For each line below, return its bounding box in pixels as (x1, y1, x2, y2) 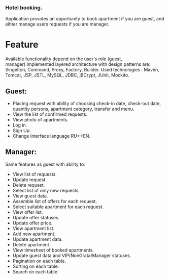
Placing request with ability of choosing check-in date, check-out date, (12, 100, 161, 107)
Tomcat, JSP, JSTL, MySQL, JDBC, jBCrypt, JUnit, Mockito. (5, 72, 129, 78)
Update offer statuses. (12, 214, 60, 220)
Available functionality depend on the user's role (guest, (5, 56, 123, 62)
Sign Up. (12, 128, 31, 134)
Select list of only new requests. (12, 187, 80, 193)
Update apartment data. (12, 236, 63, 242)
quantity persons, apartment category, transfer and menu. (12, 106, 134, 112)
